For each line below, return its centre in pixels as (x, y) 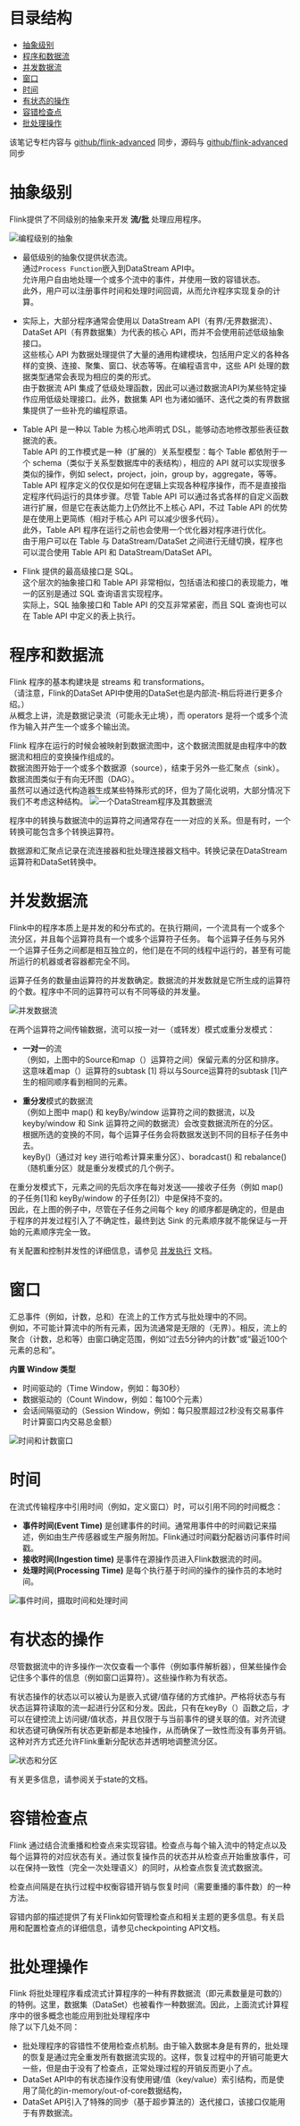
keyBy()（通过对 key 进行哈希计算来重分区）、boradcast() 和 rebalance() (154, 1156)
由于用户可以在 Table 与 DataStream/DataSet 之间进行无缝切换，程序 (149, 541)
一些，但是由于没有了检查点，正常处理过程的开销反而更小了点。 (139, 2068)
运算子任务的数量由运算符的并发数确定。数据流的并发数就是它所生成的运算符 (150, 980)
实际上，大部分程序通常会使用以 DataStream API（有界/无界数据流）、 (150, 321)
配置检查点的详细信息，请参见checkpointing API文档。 (125, 1928)
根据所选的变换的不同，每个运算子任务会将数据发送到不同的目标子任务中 (155, 1134)
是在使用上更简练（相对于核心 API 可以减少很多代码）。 (123, 519)
